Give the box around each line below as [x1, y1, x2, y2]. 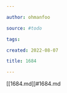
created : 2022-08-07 [6, 47, 59, 53]
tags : [6, 36, 20, 43]
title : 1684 [6, 58, 37, 64]
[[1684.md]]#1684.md [6, 80, 61, 88]
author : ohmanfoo [6, 14, 51, 20]
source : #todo [6, 25, 43, 31]
